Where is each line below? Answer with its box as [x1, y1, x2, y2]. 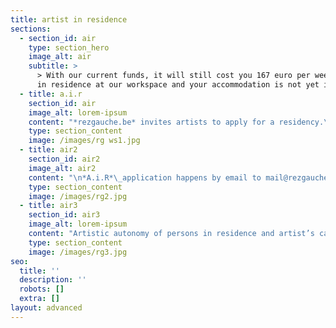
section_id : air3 [28, 210, 101, 220]
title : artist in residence [10, 14, 128, 25]
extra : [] [19, 294, 60, 304]
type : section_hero [28, 42, 110, 53]
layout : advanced [10, 303, 83, 313]
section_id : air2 [28, 154, 101, 164]
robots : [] [19, 284, 65, 295]
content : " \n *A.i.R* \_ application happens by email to [28, 172, 262, 183]
